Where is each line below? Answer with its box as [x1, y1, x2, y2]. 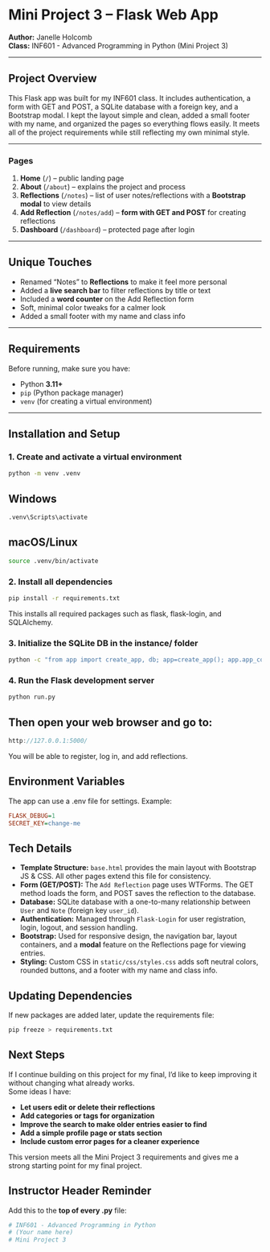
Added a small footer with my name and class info [19, 311, 186, 321]
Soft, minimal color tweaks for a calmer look [19, 302, 166, 312]
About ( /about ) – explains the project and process [19, 182, 186, 192]
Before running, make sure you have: [8, 363, 131, 373]
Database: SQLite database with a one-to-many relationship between [19, 897, 251, 907]
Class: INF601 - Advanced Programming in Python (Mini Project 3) [8, 40, 229, 50]
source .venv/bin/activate [8, 557, 99, 565]
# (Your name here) [8, 1229, 74, 1237]
